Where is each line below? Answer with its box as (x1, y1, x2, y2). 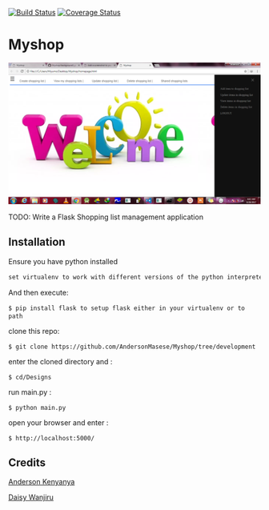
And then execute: (8, 287, 69, 297)
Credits (8, 456, 46, 470)
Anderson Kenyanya (8, 477, 75, 487)
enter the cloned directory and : (8, 356, 113, 366)
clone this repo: (8, 326, 60, 335)
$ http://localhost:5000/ (8, 434, 94, 442)
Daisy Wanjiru (8, 492, 54, 502)
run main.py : (8, 387, 52, 396)
